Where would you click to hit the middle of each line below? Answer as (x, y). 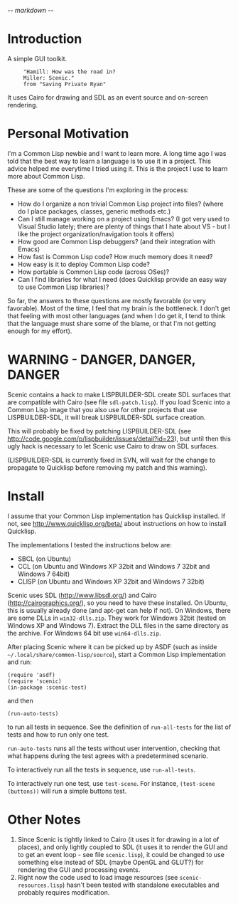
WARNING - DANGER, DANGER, (102, 360)
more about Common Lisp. (46, 176)
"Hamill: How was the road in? (69, 72)
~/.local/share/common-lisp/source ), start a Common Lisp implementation (117, 654)
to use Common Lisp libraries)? (63, 287)
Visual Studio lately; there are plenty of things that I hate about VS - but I (124, 226)
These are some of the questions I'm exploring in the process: (98, 190)
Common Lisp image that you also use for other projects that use (102, 409)
